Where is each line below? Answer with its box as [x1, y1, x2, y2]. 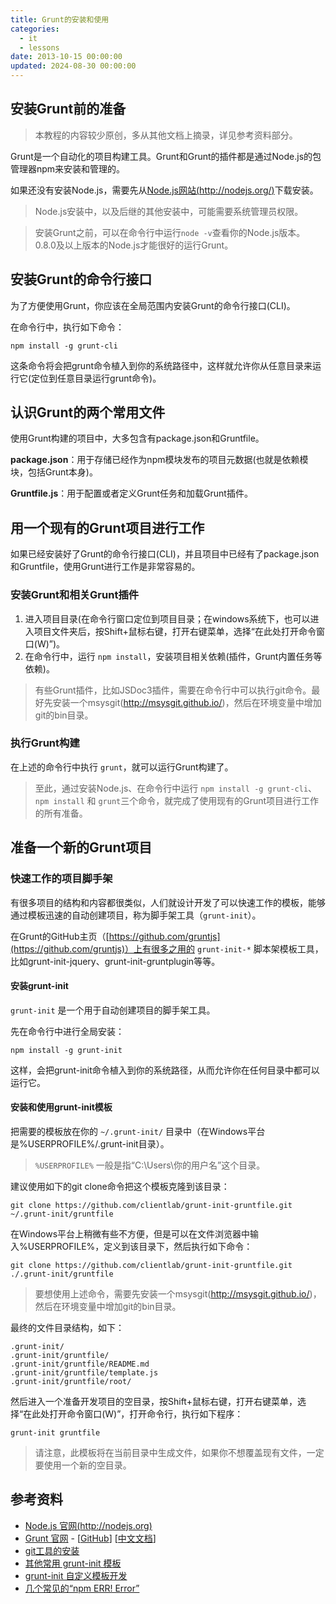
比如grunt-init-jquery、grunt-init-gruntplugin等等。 [10, 955, 221, 967]
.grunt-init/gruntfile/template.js [10, 1367, 159, 1378]
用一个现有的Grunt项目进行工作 [10, 519, 205, 536]
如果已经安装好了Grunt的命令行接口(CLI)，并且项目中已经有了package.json [10, 548, 320, 560]
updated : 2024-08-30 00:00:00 [10, 61, 137, 71]
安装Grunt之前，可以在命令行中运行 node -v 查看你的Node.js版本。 [34, 226, 306, 238]
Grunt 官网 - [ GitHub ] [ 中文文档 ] [24, 1532, 157, 1544]
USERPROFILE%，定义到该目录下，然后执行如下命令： [27, 1240, 253, 1252]
